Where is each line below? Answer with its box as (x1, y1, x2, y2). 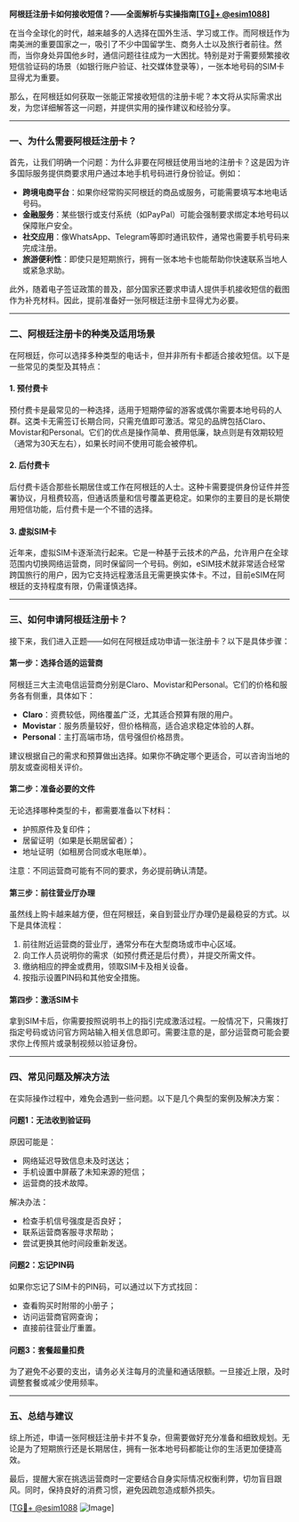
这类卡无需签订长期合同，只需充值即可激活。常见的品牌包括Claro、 (24, 415, 271, 426)
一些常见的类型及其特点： (9, 361, 103, 372)
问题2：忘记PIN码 (9, 1260, 75, 1271)
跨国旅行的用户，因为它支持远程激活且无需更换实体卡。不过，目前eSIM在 (9, 569, 278, 580)
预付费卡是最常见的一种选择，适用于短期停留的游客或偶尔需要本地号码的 (9, 405, 274, 415)
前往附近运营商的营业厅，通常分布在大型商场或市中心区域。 (21, 939, 241, 950)
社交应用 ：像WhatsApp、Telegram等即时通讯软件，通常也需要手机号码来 (21, 232, 291, 242)
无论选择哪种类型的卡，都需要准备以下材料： (9, 805, 174, 815)
